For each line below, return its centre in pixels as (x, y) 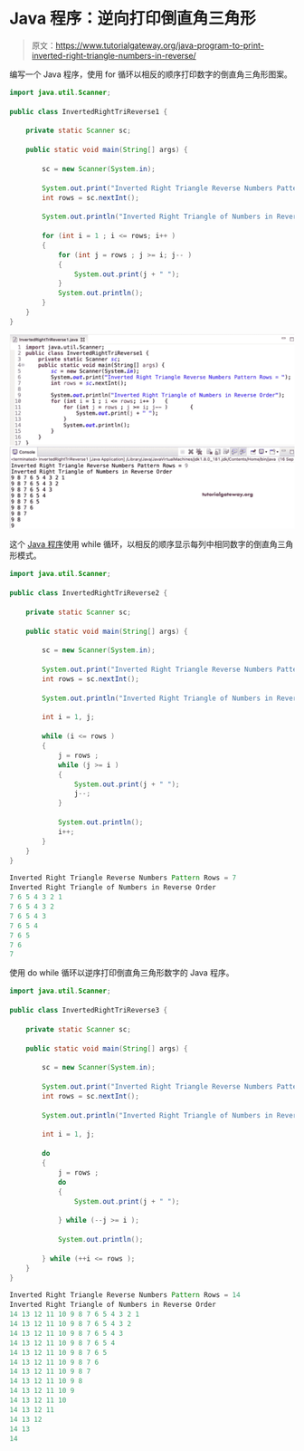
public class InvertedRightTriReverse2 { (89, 593)
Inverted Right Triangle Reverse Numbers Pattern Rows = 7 (123, 878)
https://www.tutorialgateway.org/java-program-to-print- (160, 45)
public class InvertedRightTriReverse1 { (89, 111)
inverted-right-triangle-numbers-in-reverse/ (114, 55)
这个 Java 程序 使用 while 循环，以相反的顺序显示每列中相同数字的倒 (136, 544)
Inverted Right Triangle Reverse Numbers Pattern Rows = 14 (125, 1295)
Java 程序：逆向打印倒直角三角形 (133, 19)
